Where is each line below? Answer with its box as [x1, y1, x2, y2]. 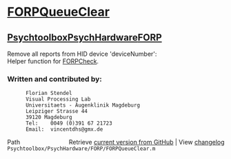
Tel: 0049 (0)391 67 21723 [25, 120, 112, 127]
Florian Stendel [25, 90, 72, 97]
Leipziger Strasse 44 [25, 108, 88, 115]
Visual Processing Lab [25, 96, 91, 103]
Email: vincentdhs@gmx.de [25, 126, 103, 133]
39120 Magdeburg [25, 114, 72, 121]
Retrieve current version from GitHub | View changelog [68, 138, 225, 147]
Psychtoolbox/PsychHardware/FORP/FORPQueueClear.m [7, 145, 156, 152]
